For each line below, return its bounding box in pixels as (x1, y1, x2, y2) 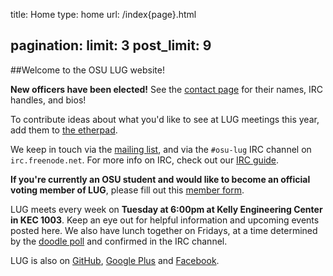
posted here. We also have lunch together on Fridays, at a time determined (10, 224, 318, 236)
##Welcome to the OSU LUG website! (10, 64, 165, 76)
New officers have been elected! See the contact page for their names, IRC (10, 83, 324, 95)
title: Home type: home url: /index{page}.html (10, 9, 197, 20)
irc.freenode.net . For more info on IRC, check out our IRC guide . (10, 154, 280, 166)
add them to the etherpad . (10, 124, 118, 136)
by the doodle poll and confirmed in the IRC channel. (10, 235, 228, 247)
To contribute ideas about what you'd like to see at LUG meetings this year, (10, 113, 320, 125)
